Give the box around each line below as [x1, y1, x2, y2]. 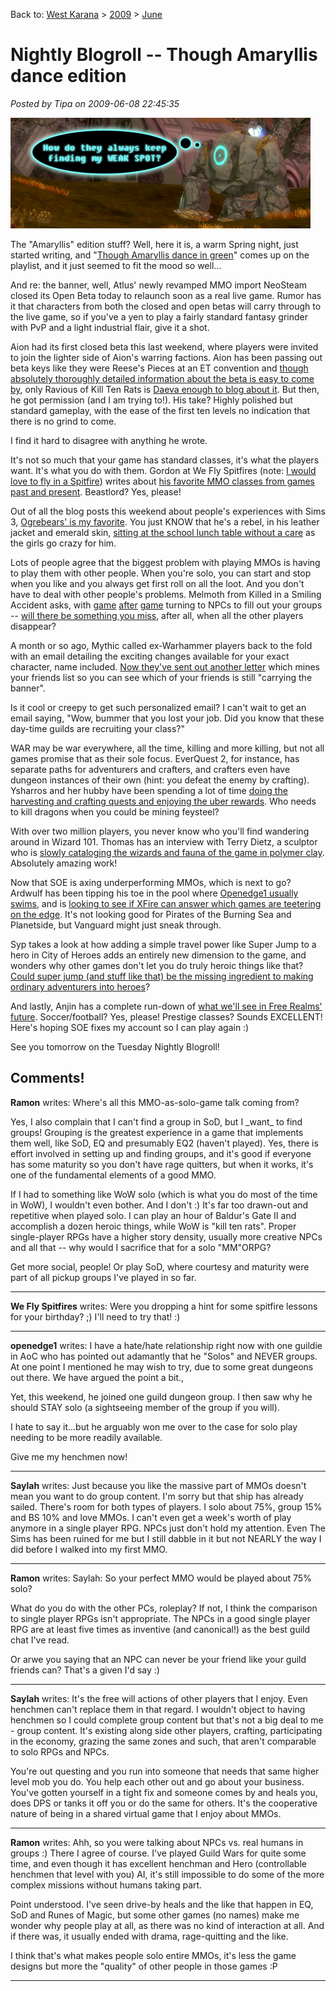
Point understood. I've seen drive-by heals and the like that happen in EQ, [10, 1898, 314, 1910]
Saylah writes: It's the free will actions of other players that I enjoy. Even [10, 1692, 308, 1704]
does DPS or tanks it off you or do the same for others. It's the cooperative [10, 1797, 318, 1809]
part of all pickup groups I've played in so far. [10, 1271, 197, 1283]
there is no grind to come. [10, 415, 117, 427]
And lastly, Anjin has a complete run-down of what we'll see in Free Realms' [10, 1000, 323, 1012]
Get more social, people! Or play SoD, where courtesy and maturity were [10, 1260, 310, 1273]
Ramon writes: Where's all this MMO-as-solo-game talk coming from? [10, 1096, 300, 1108]
